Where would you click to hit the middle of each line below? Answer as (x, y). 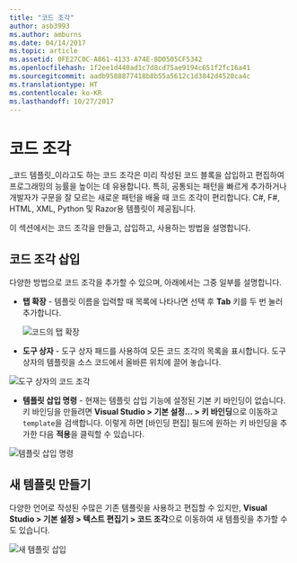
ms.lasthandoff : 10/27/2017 (62, 101)
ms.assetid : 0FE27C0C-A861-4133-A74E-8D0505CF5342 (106, 59)
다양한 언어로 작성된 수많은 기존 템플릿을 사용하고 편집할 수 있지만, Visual (138, 507)
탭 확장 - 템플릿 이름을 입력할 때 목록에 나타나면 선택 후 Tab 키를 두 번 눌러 (153, 301)
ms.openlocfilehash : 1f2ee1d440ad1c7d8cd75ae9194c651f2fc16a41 (130, 68)
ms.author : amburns (46, 34)
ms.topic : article (44, 51)
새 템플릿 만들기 (50, 484)
